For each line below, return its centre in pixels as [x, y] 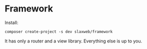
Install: [12, 22]
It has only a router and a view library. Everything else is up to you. [73, 41]
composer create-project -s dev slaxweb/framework [59, 31]
